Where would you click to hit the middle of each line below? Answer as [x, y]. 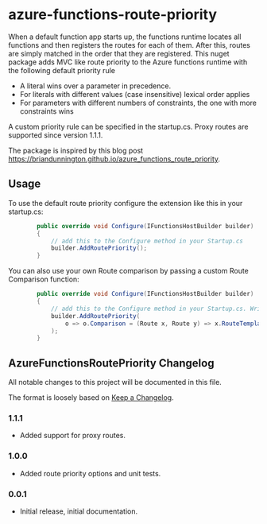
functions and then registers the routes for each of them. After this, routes [129, 45]
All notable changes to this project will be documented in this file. [115, 382]
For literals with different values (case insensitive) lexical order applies [135, 94]
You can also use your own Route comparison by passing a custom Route [128, 271]
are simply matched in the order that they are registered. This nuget [119, 53]
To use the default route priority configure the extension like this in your [126, 203]
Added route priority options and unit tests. [90, 473]
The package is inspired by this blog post [76, 150]
